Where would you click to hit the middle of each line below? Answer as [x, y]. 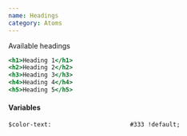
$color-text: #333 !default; [94, 125]
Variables [25, 107]
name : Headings [34, 16]
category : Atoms [35, 23]
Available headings [39, 45]
